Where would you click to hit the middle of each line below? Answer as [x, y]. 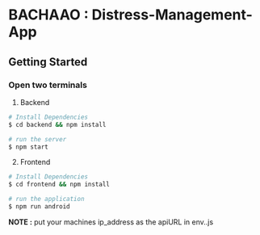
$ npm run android [39, 207]
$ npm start [28, 147]
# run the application [46, 199]
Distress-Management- [172, 15]
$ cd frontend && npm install [59, 185]
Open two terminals [48, 85]
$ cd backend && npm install [57, 124]
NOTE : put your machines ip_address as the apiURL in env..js [111, 222]
